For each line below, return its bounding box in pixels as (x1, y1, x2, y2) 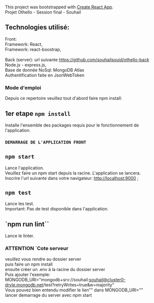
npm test (5, 189, 31, 196)
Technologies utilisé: (5, 23, 70, 32)
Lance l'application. (5, 165, 45, 171)
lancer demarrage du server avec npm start (5, 292, 92, 298)
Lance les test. (5, 201, 34, 207)
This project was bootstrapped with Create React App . (5, 4, 114, 10)
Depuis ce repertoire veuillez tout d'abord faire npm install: (5, 96, 123, 101)
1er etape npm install (5, 109, 71, 118)
